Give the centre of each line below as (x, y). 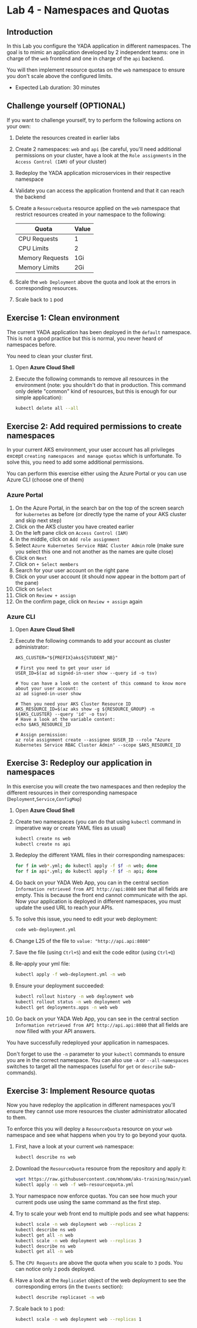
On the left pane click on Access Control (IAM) (72, 532)
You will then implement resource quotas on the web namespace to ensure (96, 70)
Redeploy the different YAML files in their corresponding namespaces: (100, 855)
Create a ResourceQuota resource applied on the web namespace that (98, 208)
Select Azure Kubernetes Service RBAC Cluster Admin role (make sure (99, 545)
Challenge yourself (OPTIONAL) (66, 106)
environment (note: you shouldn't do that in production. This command (101, 385)
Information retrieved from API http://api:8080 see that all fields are (101, 889)
